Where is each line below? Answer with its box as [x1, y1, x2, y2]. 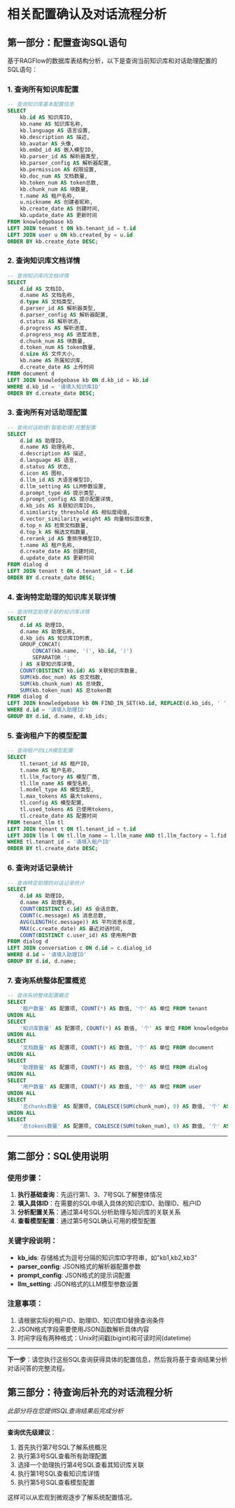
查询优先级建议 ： [7, 1428, 57, 1436]
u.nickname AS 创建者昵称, [20, 199, 93, 206]
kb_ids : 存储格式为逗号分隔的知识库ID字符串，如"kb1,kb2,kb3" [17, 1253, 198, 1262]
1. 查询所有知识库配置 [7, 84, 79, 94]
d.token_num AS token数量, [20, 344, 97, 351]
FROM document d [7, 370, 55, 377]
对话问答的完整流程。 [7, 1363, 69, 1373]
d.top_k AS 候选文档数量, [20, 528, 89, 536]
